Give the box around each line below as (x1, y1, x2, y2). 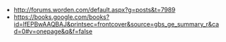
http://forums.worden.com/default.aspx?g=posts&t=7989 (13, 6, 176, 14)
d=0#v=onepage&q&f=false (13, 27, 92, 35)
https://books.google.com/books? (13, 13, 110, 21)
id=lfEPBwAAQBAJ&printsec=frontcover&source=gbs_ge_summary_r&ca (13, 20, 219, 28)
